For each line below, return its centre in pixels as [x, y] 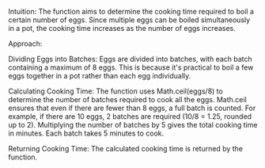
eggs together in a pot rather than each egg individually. [100, 76]
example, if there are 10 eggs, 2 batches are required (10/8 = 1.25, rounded [130, 116]
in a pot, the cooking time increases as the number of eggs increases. [122, 28]
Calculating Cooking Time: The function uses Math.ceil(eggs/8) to [115, 91]
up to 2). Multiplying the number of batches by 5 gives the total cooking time [133, 125]
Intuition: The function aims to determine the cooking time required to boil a [131, 11]
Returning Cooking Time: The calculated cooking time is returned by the [126, 149]
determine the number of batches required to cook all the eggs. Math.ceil [127, 99]
